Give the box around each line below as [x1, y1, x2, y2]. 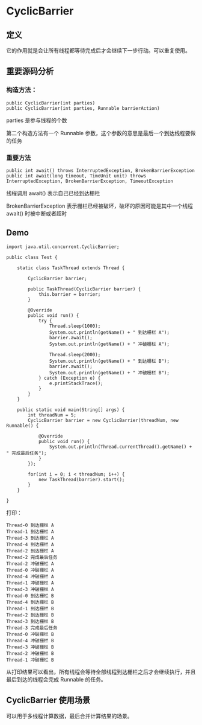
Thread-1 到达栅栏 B [6, 605, 54, 612]
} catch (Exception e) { [38, 375, 101, 381]
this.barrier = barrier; [38, 291, 101, 297]
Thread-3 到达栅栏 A [6, 535, 54, 541]
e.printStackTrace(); [49, 380, 103, 386]
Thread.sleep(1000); [49, 323, 101, 329]
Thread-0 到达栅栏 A [6, 522, 54, 528]
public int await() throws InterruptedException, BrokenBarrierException [6, 167, 195, 173]
